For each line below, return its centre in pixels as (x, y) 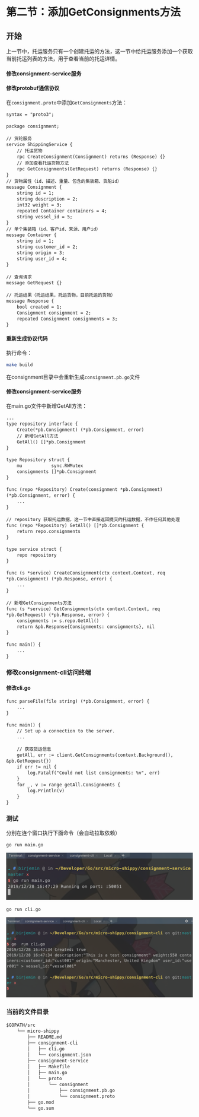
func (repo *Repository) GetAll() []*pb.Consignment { (75, 526)
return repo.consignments (49, 532)
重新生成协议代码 (27, 338)
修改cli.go (18, 688)
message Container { (32, 235)
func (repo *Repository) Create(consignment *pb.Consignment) (84, 490)
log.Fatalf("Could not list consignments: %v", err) (94, 773)
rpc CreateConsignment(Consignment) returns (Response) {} (91, 157)
